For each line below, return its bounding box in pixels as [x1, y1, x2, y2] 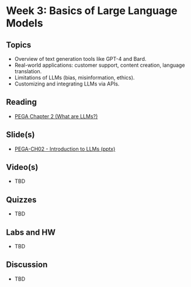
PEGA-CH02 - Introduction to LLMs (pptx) [14, 145, 116, 152]
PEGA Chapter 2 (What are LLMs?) [14, 112, 98, 119]
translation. [14, 68, 42, 74]
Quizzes [6, 194, 37, 204]
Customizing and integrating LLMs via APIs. [14, 80, 120, 87]
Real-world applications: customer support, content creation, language [14, 61, 185, 69]
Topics [6, 40, 32, 50]
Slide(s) [6, 130, 35, 140]
